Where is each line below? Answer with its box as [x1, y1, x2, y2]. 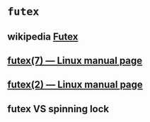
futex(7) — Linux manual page [7, 55, 143, 67]
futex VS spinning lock [7, 103, 110, 115]
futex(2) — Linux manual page [7, 79, 143, 91]
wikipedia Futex [7, 30, 79, 43]
